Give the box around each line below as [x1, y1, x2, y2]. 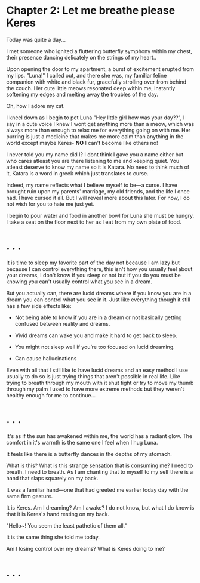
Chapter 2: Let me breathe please [6, 4, 176, 17]
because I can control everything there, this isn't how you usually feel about [6, 265, 193, 272]
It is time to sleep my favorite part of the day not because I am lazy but [6, 259, 180, 266]
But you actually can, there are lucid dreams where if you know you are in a [6, 289, 192, 297]
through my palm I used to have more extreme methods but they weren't [6, 385, 184, 393]
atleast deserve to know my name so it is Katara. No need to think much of [6, 164, 190, 171]
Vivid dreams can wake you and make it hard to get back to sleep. [14, 332, 177, 339]
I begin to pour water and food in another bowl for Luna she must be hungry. [6, 212, 195, 219]
